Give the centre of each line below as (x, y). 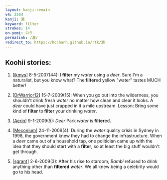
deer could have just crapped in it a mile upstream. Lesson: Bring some (85, 105)
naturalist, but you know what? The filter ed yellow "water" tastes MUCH (86, 80)
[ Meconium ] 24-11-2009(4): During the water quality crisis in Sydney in (85, 130)
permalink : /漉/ (22, 38)
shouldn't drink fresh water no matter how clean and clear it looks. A (83, 100)
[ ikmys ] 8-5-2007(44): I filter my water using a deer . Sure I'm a (78, 74)
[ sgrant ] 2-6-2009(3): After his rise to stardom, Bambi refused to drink (85, 161)
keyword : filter (22, 24)
